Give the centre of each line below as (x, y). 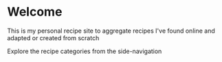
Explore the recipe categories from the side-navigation (85, 51)
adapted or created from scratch (53, 37)
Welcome (35, 12)
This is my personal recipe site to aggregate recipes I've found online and (111, 31)
